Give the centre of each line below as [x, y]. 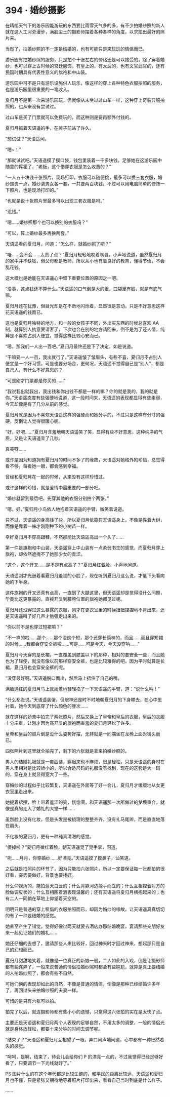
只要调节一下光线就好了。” [45, 1063]
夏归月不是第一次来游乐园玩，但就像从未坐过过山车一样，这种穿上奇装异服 [83, 100]
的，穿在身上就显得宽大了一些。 [38, 774]
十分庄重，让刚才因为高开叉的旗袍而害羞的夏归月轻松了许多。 [70, 723]
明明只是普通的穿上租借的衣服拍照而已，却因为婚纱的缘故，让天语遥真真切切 [85, 909]
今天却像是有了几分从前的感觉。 [38, 404]
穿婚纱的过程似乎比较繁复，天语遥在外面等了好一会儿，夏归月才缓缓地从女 [83, 785]
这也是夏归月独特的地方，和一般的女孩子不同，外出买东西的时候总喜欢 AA [82, 323]
